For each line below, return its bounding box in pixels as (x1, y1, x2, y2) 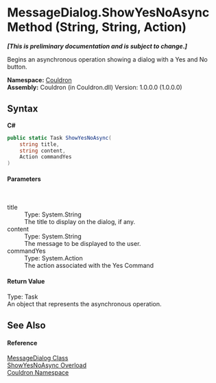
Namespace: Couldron (7, 75, 72, 84)
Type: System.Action (24, 254, 84, 262)
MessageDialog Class (7, 354, 69, 362)
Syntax (7, 103, 38, 114)
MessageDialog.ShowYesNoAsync (7, 5, 210, 21)
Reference (7, 338, 38, 347)
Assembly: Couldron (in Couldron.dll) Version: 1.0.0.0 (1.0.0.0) (7, 83, 183, 91)
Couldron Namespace (7, 369, 69, 377)
